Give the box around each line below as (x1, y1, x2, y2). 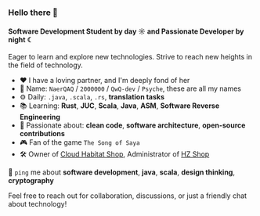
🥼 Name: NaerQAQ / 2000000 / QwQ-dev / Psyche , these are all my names (19, 84, 241, 93)
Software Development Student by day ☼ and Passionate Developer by (8, 27, 244, 36)
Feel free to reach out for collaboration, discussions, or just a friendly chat (8, 191, 247, 200)
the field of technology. (8, 60, 84, 70)
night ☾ (8, 34, 34, 44)
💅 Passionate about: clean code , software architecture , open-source (19, 121, 246, 130)
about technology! (8, 200, 67, 209)
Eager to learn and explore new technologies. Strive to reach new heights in (8, 52, 253, 62)
